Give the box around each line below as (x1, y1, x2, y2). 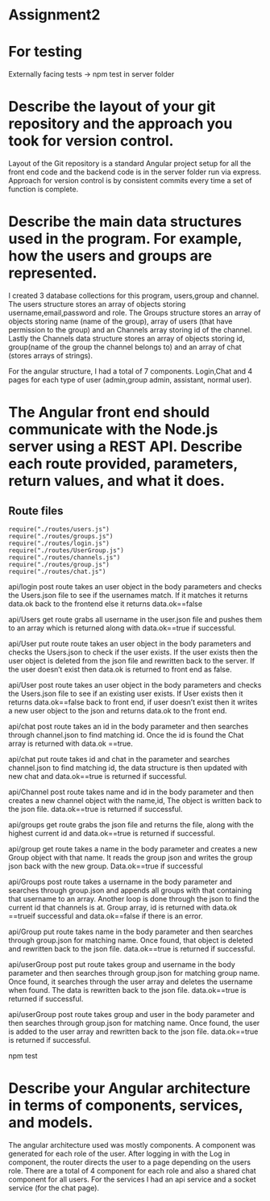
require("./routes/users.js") (8, 525, 110, 534)
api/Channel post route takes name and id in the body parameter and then (8, 787, 254, 797)
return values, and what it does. (8, 472, 226, 490)
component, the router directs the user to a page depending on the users (8, 1157, 251, 1167)
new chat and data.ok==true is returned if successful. (8, 772, 187, 780)
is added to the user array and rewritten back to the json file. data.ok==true (8, 1027, 259, 1036)
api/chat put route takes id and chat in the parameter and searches (8, 755, 231, 764)
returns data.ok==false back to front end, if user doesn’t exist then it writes (8, 697, 258, 707)
